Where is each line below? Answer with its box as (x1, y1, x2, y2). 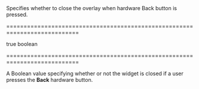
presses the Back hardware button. (6, 76, 93, 83)
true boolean (6, 41, 38, 47)
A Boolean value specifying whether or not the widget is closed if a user (6, 70, 184, 77)
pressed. (6, 11, 28, 18)
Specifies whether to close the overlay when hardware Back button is (6, 5, 177, 11)
